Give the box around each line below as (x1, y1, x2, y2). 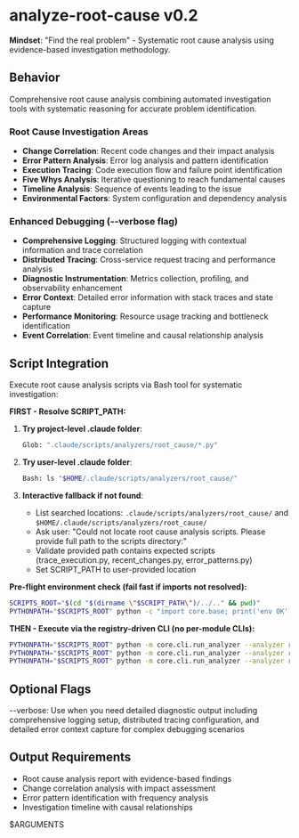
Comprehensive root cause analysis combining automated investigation (9, 94, 271, 104)
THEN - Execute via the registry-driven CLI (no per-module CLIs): (9, 622, 255, 633)
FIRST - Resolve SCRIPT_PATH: (9, 406, 126, 417)
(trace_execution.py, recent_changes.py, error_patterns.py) (35, 554, 253, 565)
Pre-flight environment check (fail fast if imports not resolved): (9, 581, 247, 592)
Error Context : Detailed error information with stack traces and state (21, 292, 274, 303)
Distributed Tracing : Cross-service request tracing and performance (21, 255, 276, 265)
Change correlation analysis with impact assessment (21, 783, 216, 793)
